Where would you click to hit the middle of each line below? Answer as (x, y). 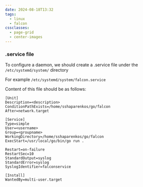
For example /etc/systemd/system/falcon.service (56, 80)
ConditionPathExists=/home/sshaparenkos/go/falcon (58, 107)
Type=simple (17, 124)
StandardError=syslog (27, 162)
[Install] (15, 175)
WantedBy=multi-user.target (34, 180)
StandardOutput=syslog (28, 158)
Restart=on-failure (25, 150)
